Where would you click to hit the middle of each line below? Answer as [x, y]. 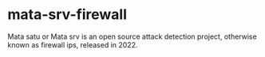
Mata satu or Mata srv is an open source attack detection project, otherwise [132, 36]
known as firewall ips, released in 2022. [73, 44]
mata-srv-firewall [67, 15]
